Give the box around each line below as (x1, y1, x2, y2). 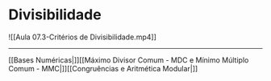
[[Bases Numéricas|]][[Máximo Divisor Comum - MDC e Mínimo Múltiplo (8, 55, 249, 65)
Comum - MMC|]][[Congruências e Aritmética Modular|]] (8, 63, 198, 73)
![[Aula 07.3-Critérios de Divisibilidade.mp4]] (8, 32, 157, 42)
